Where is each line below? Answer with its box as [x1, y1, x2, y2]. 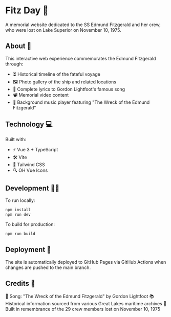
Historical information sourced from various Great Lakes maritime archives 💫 [5, 300, 167, 306]
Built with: [5, 136, 27, 142]
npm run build [5, 231, 36, 237]
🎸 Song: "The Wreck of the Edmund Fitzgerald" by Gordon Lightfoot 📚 [5, 293, 155, 299]
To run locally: [5, 197, 35, 203]
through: [5, 61, 24, 67]
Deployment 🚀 [5, 245, 51, 254]
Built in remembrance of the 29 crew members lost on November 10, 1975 [5, 306, 160, 312]
